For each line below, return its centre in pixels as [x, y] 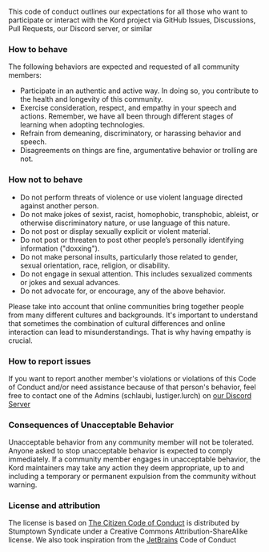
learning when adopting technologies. [82, 125]
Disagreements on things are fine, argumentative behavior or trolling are [139, 151]
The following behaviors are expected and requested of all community [124, 66]
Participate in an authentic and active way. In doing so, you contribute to [139, 91]
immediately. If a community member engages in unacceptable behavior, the [134, 459]
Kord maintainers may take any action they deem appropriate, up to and [126, 468]
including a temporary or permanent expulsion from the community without [132, 477]
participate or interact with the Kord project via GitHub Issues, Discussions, [132, 20]
